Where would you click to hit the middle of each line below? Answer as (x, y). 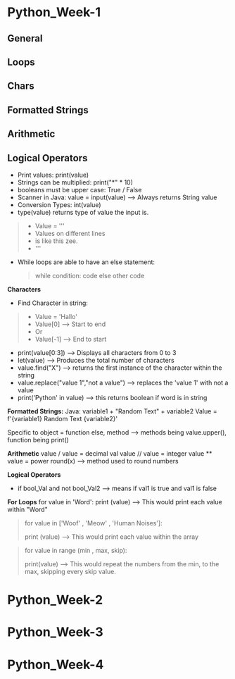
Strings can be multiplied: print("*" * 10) (75, 182)
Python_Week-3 (55, 632)
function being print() (38, 440)
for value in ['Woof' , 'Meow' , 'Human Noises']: (94, 523)
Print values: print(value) (53, 175)
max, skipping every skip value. (70, 571)
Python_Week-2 (55, 600)
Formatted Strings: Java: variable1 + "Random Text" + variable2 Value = (112, 411)
